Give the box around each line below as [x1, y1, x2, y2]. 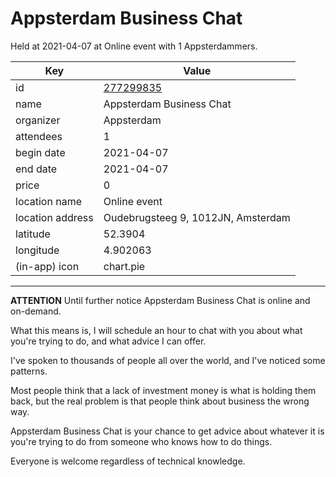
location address [15, 210, 94, 224]
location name [15, 194, 82, 208]
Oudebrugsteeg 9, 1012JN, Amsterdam [103, 210, 291, 224]
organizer [15, 113, 61, 127]
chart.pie [103, 259, 146, 273]
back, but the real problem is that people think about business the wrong [10, 395, 310, 407]
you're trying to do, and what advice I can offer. [10, 335, 207, 347]
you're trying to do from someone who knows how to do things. [10, 435, 273, 447]
